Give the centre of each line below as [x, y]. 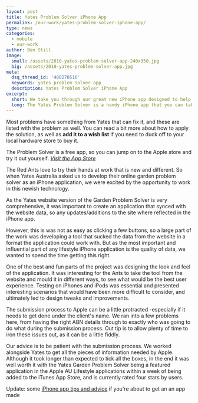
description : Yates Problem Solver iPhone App [70, 89]
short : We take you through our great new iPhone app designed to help [101, 99]
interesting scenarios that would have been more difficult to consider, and [95, 291]
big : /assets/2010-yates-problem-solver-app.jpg [72, 66]
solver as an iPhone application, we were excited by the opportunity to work [98, 182]
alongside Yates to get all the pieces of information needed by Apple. [90, 352]
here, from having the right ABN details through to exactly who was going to [98, 322]
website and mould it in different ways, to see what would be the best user [96, 279]
